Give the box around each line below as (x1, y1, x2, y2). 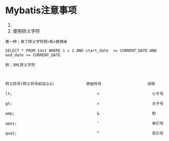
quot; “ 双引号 (5, 131, 164, 136)
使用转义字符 (12, 28, 40, 34)
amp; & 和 (5, 111, 156, 116)
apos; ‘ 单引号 (5, 121, 164, 126)
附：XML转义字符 (5, 62, 35, 67)
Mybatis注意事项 (5, 5, 77, 16)
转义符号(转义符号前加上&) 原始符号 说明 (5, 81, 155, 86)
